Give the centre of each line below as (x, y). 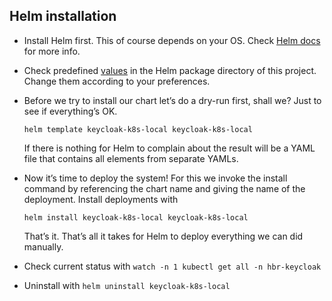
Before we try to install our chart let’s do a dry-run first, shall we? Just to (172, 100)
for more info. (52, 51)
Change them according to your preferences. (117, 81)
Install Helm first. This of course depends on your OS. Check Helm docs (172, 40)
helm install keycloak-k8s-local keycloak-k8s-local (136, 217)
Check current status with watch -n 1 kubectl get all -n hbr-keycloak (172, 266)
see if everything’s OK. (70, 111)
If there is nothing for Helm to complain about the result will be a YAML (169, 148)
